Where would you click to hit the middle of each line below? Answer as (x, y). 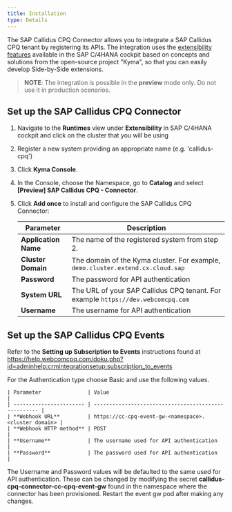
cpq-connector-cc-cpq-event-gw (57, 486)
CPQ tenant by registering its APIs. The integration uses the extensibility (110, 47)
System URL (41, 295)
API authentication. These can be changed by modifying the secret (103, 479)
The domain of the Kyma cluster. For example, (146, 260)
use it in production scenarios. (67, 90)
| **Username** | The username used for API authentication (112, 441)
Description (146, 228)
